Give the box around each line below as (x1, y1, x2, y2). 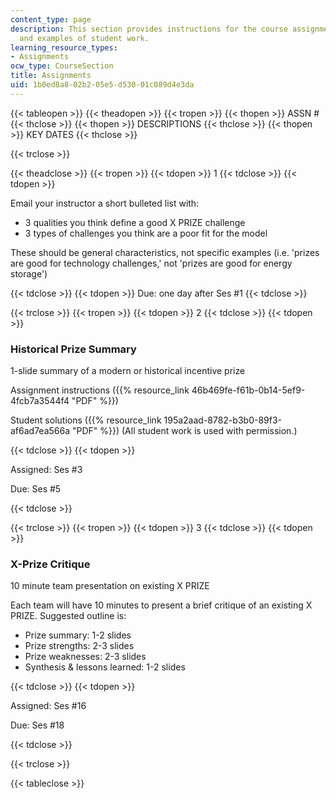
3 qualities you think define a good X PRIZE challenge (24, 216, 246, 228)
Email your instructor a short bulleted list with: (10, 197, 200, 209)
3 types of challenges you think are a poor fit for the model (24, 227, 268, 239)
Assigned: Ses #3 (10, 464, 83, 476)
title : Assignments (10, 71, 92, 81)
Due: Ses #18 (10, 719, 65, 731)
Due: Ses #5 (10, 483, 62, 495)
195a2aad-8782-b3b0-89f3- (163, 414, 283, 426)
